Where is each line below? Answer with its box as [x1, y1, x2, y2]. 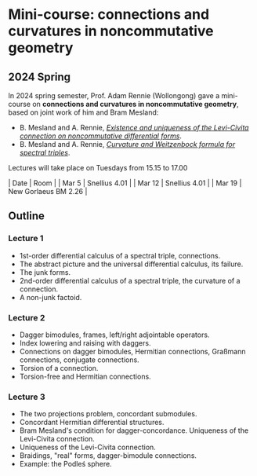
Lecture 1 [8, 233, 44, 244]
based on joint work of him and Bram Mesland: [8, 108, 159, 117]
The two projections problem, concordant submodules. [19, 409, 197, 419]
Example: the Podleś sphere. [19, 460, 112, 469]
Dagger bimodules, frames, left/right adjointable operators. [19, 330, 210, 339]
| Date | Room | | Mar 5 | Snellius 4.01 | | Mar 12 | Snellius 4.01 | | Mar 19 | [8, 178, 242, 188]
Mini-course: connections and [8, 5, 210, 24]
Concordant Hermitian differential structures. [19, 418, 165, 427]
